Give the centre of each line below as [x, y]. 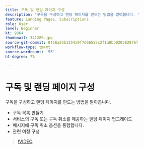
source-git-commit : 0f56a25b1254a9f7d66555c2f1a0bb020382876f [72, 43]
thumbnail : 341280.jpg [29, 38]
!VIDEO [25, 141]
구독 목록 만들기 [28, 113]
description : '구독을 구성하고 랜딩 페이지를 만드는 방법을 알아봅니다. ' [73, 15]
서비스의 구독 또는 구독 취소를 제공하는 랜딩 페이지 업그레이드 [72, 119]
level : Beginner [22, 29]
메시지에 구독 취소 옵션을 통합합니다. [48, 125]
